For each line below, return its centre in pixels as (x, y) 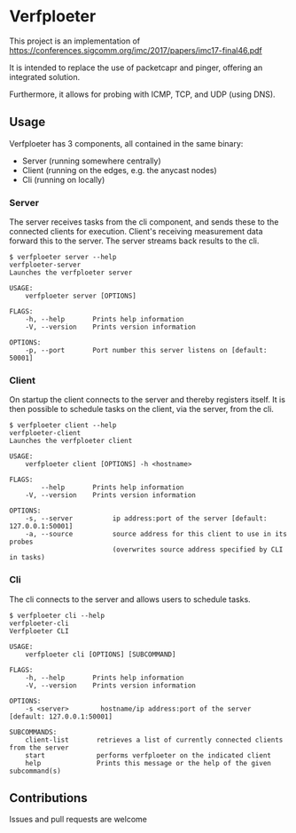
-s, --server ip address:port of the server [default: (146, 519)
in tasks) (27, 558)
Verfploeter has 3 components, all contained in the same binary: (126, 143)
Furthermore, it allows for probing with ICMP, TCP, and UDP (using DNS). (143, 94)
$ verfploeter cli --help (57, 615)
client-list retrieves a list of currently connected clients (154, 740)
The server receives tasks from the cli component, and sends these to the (144, 222)
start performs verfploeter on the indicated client (148, 755)
